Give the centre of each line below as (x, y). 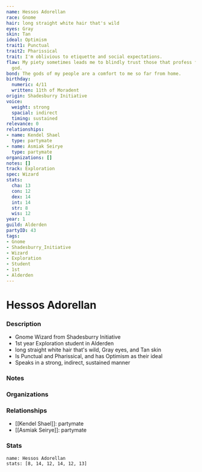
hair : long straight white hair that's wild (63, 23)
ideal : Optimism (26, 40)
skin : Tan (19, 34)
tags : (13, 236)
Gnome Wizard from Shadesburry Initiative (68, 337)
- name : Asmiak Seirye (35, 146)
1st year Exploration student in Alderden (64, 344)
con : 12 (21, 191)
